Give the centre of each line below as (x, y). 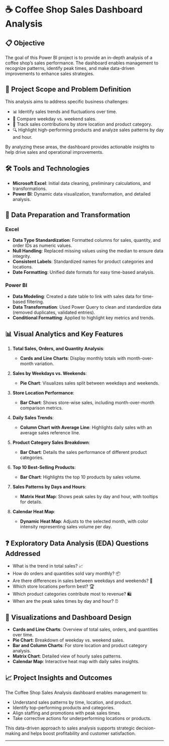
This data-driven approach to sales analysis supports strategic (70, 728)
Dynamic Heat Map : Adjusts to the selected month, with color (84, 521)
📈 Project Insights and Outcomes (59, 678)
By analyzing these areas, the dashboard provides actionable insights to (80, 147)
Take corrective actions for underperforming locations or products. (82, 718)
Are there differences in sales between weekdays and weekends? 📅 (82, 581)
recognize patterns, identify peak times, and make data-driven (70, 68)
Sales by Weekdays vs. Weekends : (50, 374)
